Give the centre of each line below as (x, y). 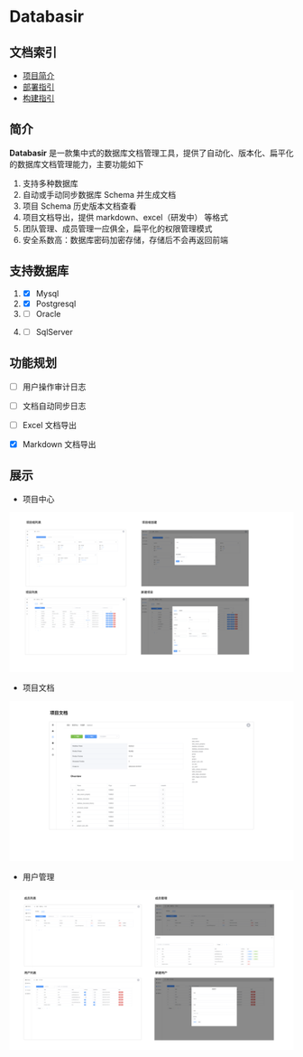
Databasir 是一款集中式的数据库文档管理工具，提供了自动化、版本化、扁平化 (151, 153)
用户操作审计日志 (54, 387)
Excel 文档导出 (50, 425)
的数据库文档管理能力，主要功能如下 (77, 164)
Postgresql (56, 304)
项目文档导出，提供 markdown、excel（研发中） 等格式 (125, 217)
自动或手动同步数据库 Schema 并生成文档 (99, 194)
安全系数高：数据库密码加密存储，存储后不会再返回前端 (125, 239)
